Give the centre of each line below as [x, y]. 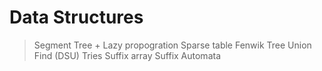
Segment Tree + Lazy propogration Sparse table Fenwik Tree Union [172, 45]
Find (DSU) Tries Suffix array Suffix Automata [127, 55]
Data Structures [76, 17]
